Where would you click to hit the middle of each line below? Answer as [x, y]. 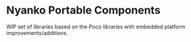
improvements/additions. [37, 33]
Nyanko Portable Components [83, 10]
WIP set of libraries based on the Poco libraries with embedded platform [96, 27]
